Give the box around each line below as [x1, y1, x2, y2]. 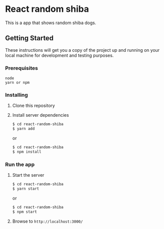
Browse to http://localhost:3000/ [12, 218, 83, 224]
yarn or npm [5, 80, 30, 85]
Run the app [5, 161, 35, 168]
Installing [5, 91, 28, 98]
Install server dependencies [12, 112, 69, 118]
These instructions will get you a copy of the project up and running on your [5, 47, 160, 53]
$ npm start [12, 209, 37, 214]
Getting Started [5, 34, 54, 42]
